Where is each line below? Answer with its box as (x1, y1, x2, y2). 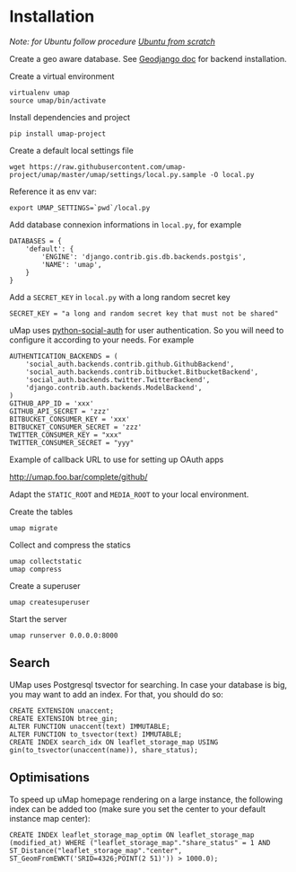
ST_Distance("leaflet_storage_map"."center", (9, 846, 182, 855)
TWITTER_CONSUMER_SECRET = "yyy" (9, 438, 135, 447)
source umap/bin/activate (9, 96, 106, 105)
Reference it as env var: (9, 186, 97, 197)
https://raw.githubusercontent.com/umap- (29, 162, 187, 172)
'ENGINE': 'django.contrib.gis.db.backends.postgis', (41, 252, 247, 262)
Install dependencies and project (9, 111, 131, 122)
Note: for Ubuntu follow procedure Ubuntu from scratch (9, 36, 215, 47)
